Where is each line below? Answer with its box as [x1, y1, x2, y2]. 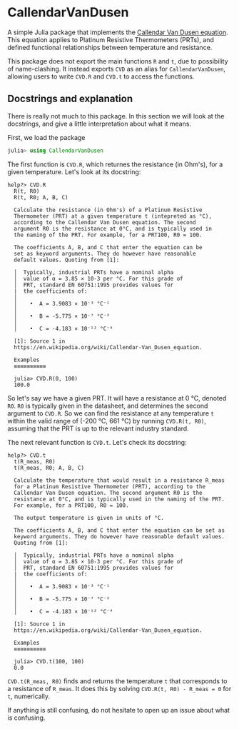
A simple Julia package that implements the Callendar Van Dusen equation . [7, 28, 228, 36]
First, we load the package [7, 133, 86, 141]
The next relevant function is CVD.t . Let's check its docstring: [7, 438, 187, 446]
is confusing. [7, 713, 46, 722]
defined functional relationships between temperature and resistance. [7, 43, 213, 51]
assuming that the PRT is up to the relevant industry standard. [7, 424, 189, 433]
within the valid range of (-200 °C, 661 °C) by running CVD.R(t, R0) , [7, 416, 207, 425]
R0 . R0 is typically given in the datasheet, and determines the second [7, 401, 208, 410]
